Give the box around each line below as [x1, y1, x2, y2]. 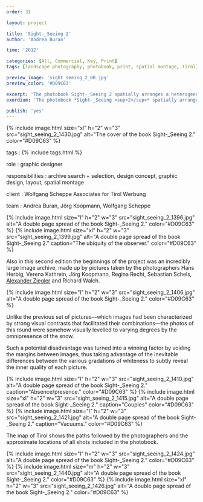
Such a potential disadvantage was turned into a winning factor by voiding [6, 344, 192, 351]
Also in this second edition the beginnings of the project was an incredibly [6, 258, 191, 265]
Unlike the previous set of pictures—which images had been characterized [6, 313, 192, 321]
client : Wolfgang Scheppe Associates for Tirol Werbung [6, 191, 146, 198]
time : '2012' [6, 47, 39, 53]
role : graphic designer [6, 161, 63, 168]
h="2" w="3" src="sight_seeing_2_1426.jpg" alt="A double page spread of [6, 482, 192, 490]
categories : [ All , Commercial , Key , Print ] [6, 58, 118, 64]
